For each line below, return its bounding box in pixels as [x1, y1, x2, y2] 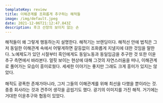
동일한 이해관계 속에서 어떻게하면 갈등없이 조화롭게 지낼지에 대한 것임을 [10, 45, 146, 51]
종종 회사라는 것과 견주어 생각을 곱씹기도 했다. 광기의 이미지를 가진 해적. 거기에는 [5, 87, 159, 93]
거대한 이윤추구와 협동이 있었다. [5, 93, 65, 99]
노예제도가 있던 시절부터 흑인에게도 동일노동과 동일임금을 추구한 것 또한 [11, 51, 147, 57]
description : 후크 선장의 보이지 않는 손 [5, 25, 80, 30]
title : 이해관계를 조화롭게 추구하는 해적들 [5, 12, 81, 17]
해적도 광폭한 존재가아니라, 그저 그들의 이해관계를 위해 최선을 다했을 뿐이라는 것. [5, 81, 158, 86]
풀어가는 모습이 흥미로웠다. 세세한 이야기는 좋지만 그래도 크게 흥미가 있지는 [10, 64, 152, 69]
